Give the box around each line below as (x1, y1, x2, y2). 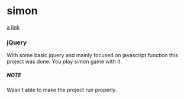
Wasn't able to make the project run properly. (7, 87, 117, 94)
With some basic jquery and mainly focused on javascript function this (7, 52, 178, 59)
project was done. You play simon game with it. (7, 58, 122, 65)
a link (7, 24, 20, 31)
